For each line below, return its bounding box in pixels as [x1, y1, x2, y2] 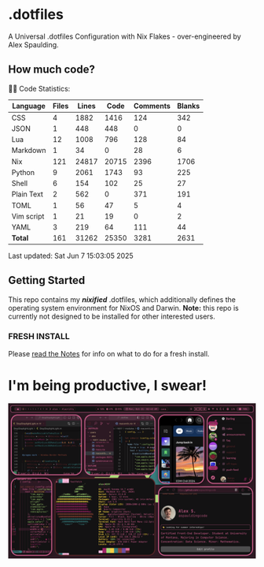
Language [12, 101, 46, 111]
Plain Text [11, 189, 43, 199]
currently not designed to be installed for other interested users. [8, 311, 216, 321]
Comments [133, 101, 171, 111]
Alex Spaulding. [8, 39, 59, 49]
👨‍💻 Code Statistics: [8, 84, 71, 93]
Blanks [177, 101, 200, 111]
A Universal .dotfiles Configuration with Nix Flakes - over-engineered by [8, 32, 241, 41]
